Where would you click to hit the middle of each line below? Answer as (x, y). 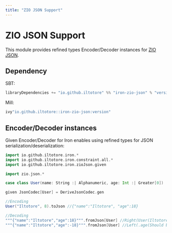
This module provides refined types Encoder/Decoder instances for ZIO (81, 50)
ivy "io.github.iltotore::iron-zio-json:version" (58, 112)
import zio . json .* (25, 174)
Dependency (26, 71)
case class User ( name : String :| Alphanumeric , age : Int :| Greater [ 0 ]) (84, 183)
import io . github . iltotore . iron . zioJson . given (56, 164)
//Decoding (17, 216)
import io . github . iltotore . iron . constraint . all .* (59, 160)
